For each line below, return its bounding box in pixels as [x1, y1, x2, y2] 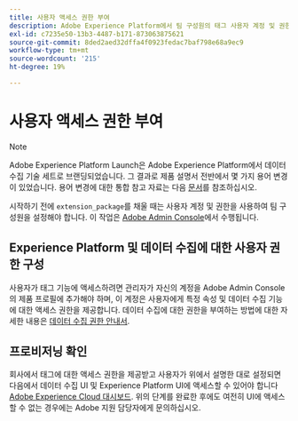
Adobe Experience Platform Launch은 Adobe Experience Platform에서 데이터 [9, 159, 286, 170]
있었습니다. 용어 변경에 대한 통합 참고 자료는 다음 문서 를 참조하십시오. [18, 181, 257, 192]
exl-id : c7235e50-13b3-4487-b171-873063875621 [9, 29, 184, 38]
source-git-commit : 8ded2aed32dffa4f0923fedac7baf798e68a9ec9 [9, 37, 244, 47]
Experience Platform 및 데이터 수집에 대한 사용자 [9, 241, 268, 256]
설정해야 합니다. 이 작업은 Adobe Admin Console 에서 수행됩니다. [32, 211, 259, 222]
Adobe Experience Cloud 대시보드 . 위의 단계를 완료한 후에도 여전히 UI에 [9, 392, 262, 402]
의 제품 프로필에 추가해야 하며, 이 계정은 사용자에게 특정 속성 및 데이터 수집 [9, 293, 267, 304]
